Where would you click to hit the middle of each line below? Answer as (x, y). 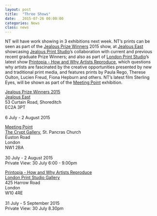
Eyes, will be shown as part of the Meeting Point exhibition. (64, 82)
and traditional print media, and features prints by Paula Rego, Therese (75, 72)
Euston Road (18, 137)
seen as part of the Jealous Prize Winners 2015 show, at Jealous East (74, 46)
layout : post (18, 9)
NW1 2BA (14, 148)
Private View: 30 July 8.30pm (34, 208)
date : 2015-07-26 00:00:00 (34, 18)
